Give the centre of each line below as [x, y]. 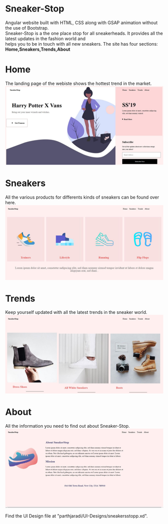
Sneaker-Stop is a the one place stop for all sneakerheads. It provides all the [84, 33]
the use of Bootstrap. [27, 28]
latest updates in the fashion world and [45, 39]
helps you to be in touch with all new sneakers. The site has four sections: [81, 44]
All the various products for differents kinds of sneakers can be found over [82, 197]
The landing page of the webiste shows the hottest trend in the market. [78, 83]
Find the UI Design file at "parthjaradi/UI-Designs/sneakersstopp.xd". [76, 516]
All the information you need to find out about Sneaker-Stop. [68, 426]
